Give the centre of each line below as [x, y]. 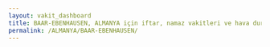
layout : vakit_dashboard [50, 16]
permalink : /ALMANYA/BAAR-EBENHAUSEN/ [73, 30]
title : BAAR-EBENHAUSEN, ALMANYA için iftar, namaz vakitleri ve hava [129, 23]
